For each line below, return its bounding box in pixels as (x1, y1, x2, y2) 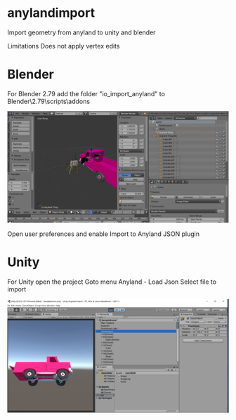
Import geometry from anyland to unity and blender (7, 28, 156, 37)
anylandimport (7, 5, 96, 21)
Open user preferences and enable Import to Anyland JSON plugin (7, 230, 200, 238)
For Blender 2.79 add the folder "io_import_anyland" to (7, 89, 165, 98)
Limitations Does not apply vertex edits (7, 41, 120, 50)
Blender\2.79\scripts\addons (7, 97, 90, 105)
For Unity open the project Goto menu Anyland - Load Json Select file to (7, 277, 216, 286)
